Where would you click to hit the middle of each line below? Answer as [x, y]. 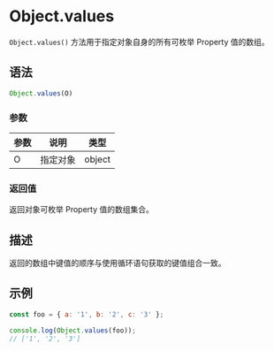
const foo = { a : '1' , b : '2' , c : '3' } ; [87, 314]
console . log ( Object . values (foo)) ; [73, 330]
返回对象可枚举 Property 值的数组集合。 [82, 210]
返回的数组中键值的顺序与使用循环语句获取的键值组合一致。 [118, 263]
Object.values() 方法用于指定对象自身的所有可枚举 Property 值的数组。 [139, 42]
